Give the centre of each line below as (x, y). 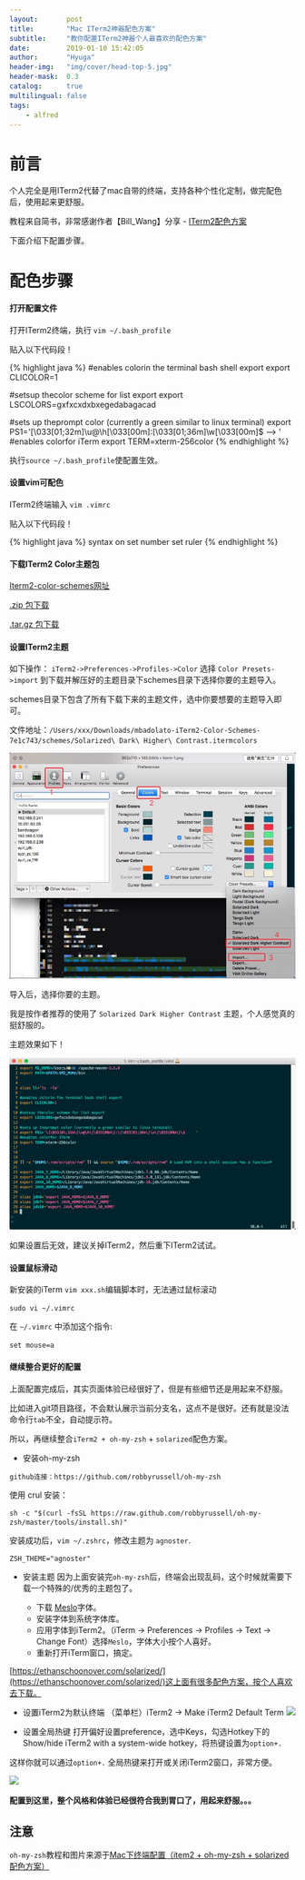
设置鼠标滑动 (33, 1268)
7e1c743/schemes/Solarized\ (63, 741)
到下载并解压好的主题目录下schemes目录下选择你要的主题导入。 (161, 680)
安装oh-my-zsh (51, 1458)
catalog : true (46, 86)
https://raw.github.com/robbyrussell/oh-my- (176, 1513)
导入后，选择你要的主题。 (57, 994)
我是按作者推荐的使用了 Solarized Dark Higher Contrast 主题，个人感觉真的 (152, 1014)
